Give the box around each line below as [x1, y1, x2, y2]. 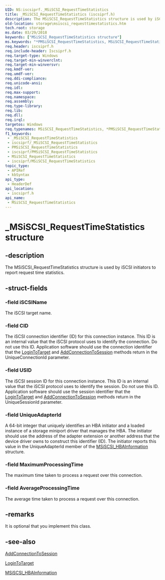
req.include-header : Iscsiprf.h [5, 48, 71, 53]
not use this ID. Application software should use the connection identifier [5, 344, 152, 350]
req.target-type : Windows [5, 53, 58, 58]
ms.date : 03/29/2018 [5, 30, 48, 35]
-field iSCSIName [5, 299, 48, 306]
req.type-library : [5, 104, 43, 109]
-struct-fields [5, 284, 48, 292]
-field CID [5, 322, 28, 329]
